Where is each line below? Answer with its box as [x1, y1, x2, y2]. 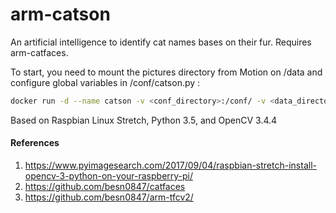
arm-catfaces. [10, 46, 69, 58]
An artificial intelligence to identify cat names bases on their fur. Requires [10, 36, 312, 48]
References [10, 137, 60, 149]
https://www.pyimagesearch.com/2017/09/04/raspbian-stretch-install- [24, 159, 317, 172]
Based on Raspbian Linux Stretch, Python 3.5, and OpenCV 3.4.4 [10, 114, 278, 126]
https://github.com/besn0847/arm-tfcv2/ [24, 191, 194, 203]
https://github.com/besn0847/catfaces [24, 181, 186, 193]
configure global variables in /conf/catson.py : [10, 76, 201, 88]
